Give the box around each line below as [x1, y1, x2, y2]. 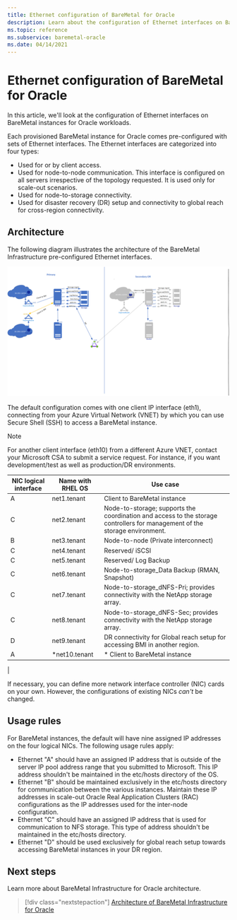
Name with [59, 476, 92, 485]
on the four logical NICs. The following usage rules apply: [7, 741, 174, 750]
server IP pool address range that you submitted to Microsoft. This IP [17, 762, 219, 771]
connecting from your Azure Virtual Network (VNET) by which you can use [7, 411, 224, 420]
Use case [151, 480, 180, 489]
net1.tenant [51, 494, 86, 502]
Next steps [7, 866, 56, 878]
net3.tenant [51, 536, 86, 545]
